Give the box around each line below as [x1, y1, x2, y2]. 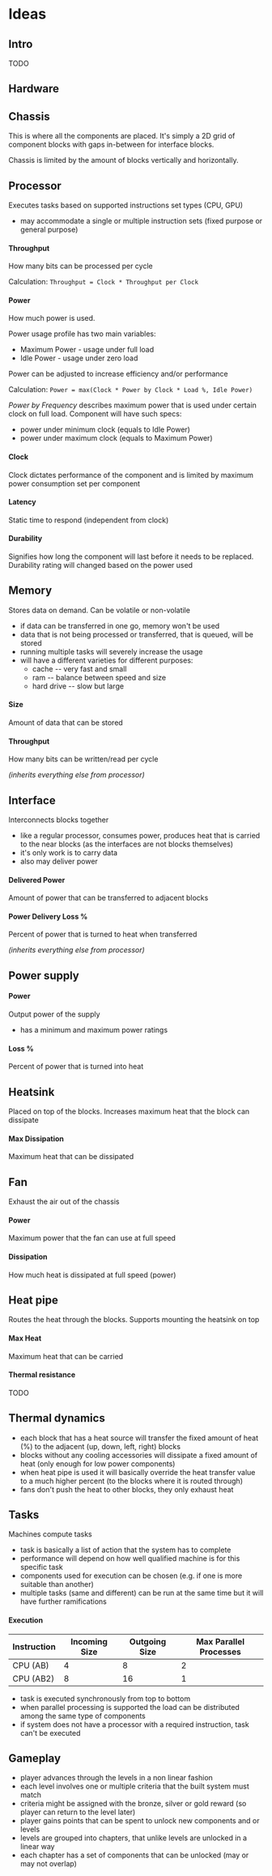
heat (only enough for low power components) [19, 1459, 176, 1469]
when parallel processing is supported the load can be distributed [19, 1702, 240, 1712]
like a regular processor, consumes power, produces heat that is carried [19, 831, 261, 841]
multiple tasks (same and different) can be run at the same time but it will [19, 1588, 264, 1598]
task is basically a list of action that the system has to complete [19, 1545, 232, 1555]
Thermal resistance [8, 1370, 76, 1379]
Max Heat [8, 1333, 42, 1343]
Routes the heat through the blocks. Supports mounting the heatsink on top [8, 1315, 260, 1324]
